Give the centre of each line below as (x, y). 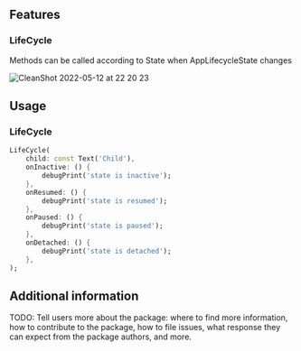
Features (35, 15)
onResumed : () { (56, 192)
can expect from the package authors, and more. (101, 337)
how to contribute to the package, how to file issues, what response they (145, 328)
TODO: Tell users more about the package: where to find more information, (149, 318)
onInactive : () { (58, 167)
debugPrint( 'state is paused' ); (103, 226)
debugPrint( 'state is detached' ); (107, 251)
